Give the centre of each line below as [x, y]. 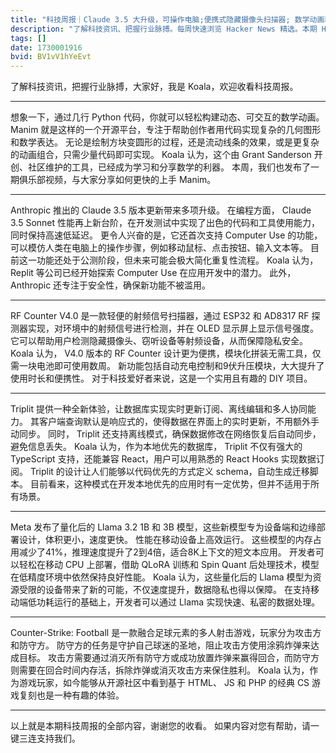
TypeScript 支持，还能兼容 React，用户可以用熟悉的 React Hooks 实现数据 [163, 459]
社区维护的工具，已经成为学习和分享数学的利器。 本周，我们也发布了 [169, 167]
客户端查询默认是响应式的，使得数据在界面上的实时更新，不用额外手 [179, 422]
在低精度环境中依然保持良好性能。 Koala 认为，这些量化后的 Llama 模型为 [161, 577]
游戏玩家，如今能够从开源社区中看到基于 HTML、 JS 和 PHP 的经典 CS [164, 683]
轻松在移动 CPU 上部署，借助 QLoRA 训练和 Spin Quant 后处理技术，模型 [169, 565]
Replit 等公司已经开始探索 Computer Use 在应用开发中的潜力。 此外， [153, 273]
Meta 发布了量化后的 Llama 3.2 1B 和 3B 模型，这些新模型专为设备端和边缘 [163, 527]
